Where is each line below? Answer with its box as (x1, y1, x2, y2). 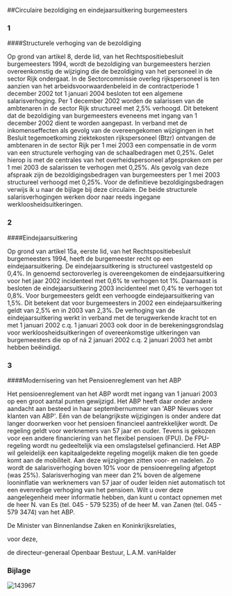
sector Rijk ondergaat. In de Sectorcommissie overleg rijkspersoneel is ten (7, 74, 220, 83)
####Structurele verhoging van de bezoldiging (7, 39, 141, 47)
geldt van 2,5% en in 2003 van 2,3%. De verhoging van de (7, 306, 176, 314)
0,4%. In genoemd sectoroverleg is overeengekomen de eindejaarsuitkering (7, 269, 225, 277)
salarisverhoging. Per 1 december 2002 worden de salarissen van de (7, 97, 204, 105)
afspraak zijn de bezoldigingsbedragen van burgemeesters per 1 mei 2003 (7, 170, 220, 179)
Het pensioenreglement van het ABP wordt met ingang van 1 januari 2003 (7, 389, 217, 398)
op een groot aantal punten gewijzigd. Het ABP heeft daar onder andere (7, 396, 213, 405)
